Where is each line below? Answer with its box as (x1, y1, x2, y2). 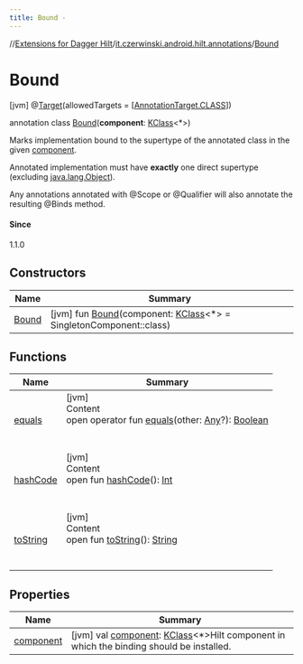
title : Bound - (9, 13, 67, 23)
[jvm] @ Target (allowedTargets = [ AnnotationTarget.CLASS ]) (9, 99, 232, 110)
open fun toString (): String (66, 534, 178, 547)
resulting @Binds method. (9, 198, 106, 209)
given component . (9, 144, 77, 154)
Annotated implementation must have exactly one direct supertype (9, 162, 259, 173)
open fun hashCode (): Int (66, 473, 173, 486)
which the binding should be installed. (70, 641, 232, 653)
